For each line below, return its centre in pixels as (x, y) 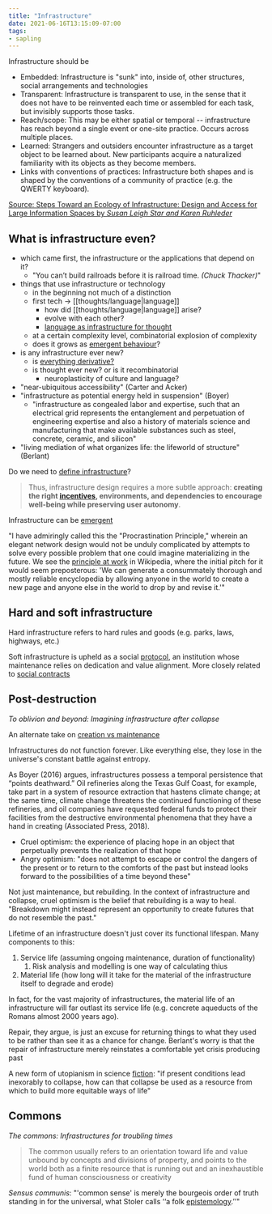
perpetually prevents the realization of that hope (100, 850)
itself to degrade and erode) (67, 983)
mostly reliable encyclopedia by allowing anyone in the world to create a (129, 579)
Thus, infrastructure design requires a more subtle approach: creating (145, 487)
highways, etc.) (34, 641)
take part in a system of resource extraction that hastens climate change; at (134, 792)
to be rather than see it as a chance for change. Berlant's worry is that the (132, 1040)
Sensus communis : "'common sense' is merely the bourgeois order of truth (134, 1193)
